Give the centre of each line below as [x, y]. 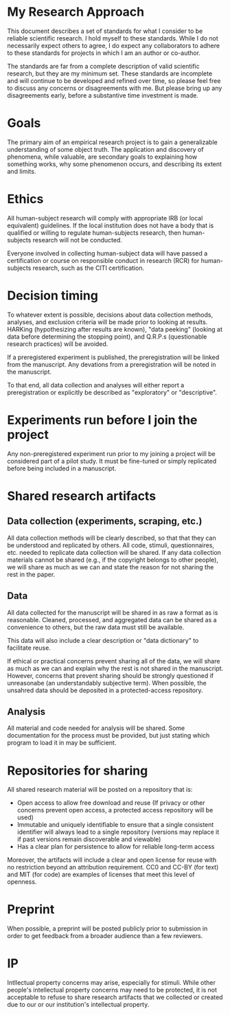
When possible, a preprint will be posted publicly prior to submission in [107, 928]
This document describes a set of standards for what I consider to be [105, 31]
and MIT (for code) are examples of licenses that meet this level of [101, 875]
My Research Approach [76, 12]
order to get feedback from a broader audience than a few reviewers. [105, 936]
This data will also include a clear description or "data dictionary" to [103, 640]
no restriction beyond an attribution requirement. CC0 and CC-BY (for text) [113, 867]
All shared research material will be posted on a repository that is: [100, 790]
